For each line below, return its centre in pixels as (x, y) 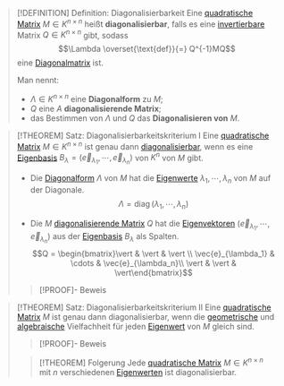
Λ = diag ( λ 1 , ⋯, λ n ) (154, 205)
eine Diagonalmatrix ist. (60, 63)
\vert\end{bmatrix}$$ (153, 273)
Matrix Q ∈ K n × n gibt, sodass (72, 34)
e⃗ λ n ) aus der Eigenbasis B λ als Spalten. (104, 238)
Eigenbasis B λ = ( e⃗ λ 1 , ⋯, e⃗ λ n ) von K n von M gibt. (110, 159)
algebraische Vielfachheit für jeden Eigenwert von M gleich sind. (136, 327)
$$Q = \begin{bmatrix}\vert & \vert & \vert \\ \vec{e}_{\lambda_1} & (153, 253)
